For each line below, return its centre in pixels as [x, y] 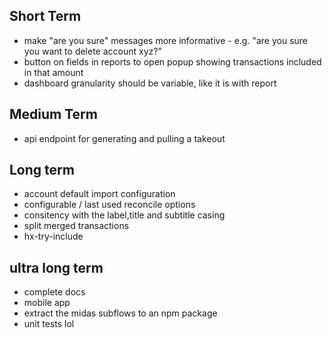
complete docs [54, 292]
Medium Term [53, 114]
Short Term [45, 16]
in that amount [53, 72]
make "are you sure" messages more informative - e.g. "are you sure [166, 40]
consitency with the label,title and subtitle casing [124, 215]
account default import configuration [99, 194]
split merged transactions [76, 226]
